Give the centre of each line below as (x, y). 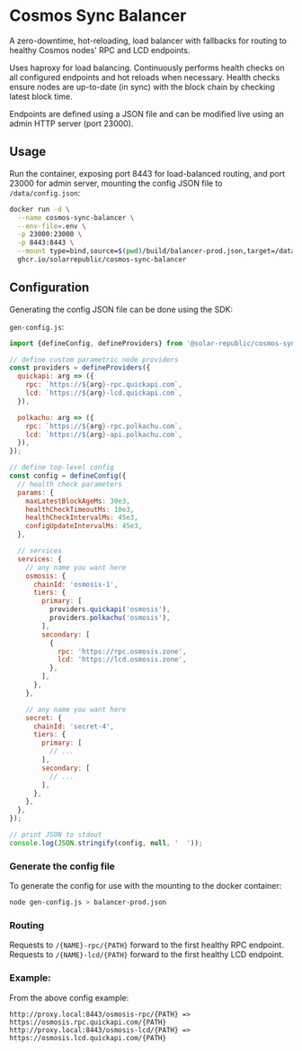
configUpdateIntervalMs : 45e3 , (84, 526)
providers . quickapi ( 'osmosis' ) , (110, 609)
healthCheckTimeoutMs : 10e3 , (80, 509)
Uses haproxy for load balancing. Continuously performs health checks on (147, 68)
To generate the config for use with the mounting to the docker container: (146, 886)
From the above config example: (69, 998)
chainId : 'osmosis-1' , (75, 584)
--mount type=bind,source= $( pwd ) (80, 251)
